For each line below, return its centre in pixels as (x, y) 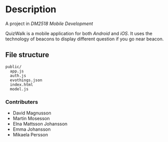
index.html (22, 85)
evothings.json (26, 80)
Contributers (22, 102)
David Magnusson (32, 113)
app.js (17, 71)
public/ (14, 67)
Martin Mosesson (31, 119)
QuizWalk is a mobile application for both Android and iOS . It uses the (79, 33)
